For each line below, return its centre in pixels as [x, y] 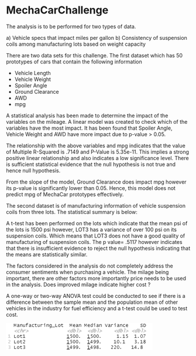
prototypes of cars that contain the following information [74, 62]
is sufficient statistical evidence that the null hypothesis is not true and [91, 164]
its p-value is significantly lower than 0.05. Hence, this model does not [91, 188]
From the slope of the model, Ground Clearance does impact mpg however [96, 182]
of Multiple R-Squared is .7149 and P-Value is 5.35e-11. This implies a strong [97, 152]
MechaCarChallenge [57, 10]
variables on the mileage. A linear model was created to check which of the [97, 121]
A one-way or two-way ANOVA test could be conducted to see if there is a [96, 296]
